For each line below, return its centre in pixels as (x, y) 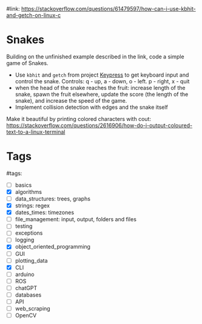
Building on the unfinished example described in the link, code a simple (95, 57)
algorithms (29, 191)
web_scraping (32, 308)
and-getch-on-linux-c (34, 15)
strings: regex (32, 205)
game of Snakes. (27, 63)
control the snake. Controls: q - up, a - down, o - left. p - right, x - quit (102, 81)
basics (23, 185)
